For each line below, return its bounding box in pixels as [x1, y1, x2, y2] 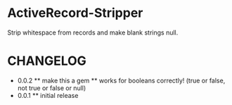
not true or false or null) [17, 83, 86, 92]
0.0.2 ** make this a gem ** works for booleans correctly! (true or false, [17, 76, 226, 85]
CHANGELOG [7, 53, 86, 69]
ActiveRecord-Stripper [7, 5, 143, 21]
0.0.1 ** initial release [17, 91, 79, 99]
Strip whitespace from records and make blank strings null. [7, 28, 179, 37]
